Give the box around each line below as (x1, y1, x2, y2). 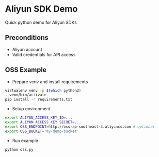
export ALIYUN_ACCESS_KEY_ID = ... (5, 115, 73, 120)
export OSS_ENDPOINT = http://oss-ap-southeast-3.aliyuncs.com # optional (5, 124, 155, 129)
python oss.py (5, 147, 34, 152)
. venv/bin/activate (5, 92, 47, 98)
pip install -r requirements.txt (5, 97, 73, 102)
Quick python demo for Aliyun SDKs (5, 19, 77, 25)
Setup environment (12, 106, 50, 112)
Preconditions (5, 34, 48, 42)
